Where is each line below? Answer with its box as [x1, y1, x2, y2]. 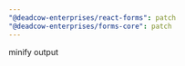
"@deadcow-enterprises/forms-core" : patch [8, 22, 172, 31]
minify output [8, 46, 58, 57]
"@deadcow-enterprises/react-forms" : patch [8, 13, 177, 23]
